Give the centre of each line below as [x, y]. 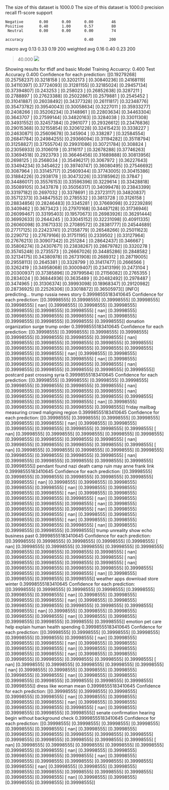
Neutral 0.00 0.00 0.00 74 [62, 31]
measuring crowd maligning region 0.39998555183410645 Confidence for [82, 412]
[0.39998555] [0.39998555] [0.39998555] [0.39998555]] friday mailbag [81, 407]
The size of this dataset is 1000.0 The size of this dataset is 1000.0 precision [84, 7]
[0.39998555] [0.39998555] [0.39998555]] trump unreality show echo [79, 530]
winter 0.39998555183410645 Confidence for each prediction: [70, 584]
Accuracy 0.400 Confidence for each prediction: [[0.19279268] [71, 74]
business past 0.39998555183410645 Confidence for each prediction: [78, 536]
